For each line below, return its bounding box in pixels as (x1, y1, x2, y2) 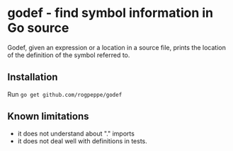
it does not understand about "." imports (17, 129, 135, 138)
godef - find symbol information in (7, 5, 214, 21)
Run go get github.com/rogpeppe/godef (7, 90, 123, 98)
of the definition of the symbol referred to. (7, 51, 130, 59)
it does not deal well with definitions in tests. (17, 136, 147, 145)
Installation (7, 71, 58, 83)
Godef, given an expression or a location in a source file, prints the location (7, 43, 227, 52)
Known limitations (7, 111, 89, 123)
